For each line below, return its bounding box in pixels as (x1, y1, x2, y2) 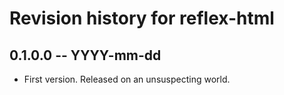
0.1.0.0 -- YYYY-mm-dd (9, 47, 162, 64)
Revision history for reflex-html (9, 7, 275, 30)
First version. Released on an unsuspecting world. (23, 73, 231, 85)
